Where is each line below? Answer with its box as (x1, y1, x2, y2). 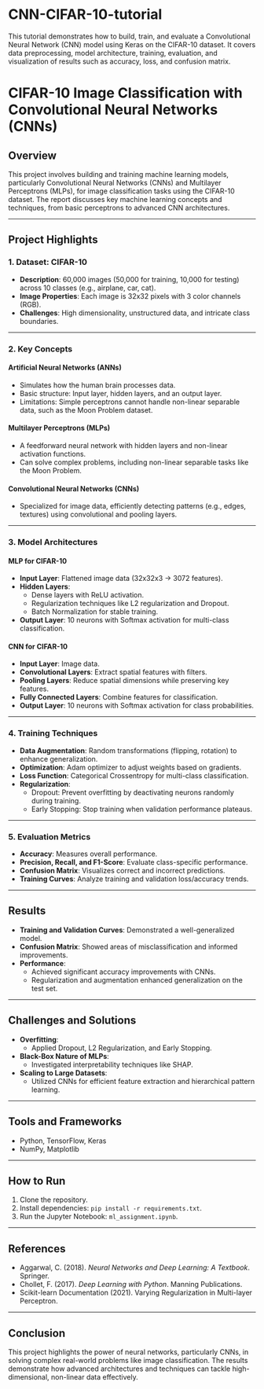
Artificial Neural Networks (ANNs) (8, 363, 122, 373)
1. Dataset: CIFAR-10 (8, 257, 88, 268)
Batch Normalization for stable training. (31, 607, 159, 616)
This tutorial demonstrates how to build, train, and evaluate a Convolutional (8, 31, 251, 41)
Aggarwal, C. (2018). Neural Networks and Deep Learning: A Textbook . (19, 1263, 250, 1273)
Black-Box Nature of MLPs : (19, 1051, 110, 1060)
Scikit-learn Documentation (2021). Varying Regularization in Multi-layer (19, 1288, 253, 1298)
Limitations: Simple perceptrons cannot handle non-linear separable (19, 397, 240, 406)
